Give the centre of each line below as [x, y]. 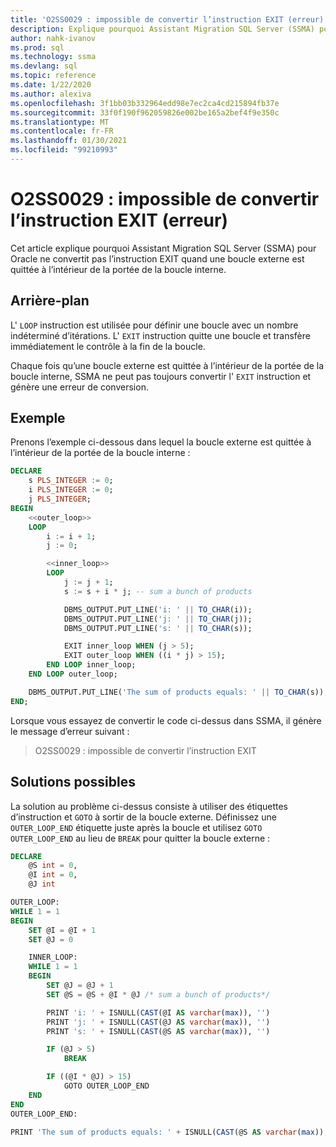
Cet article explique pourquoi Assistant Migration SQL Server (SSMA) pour [163, 248]
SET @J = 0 [51, 939]
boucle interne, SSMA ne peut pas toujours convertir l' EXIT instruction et [161, 376]
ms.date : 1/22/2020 [51, 85]
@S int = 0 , [53, 866]
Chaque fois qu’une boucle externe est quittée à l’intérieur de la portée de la [167, 365]
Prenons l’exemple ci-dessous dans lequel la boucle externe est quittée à [161, 442]
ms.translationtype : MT [60, 122]
